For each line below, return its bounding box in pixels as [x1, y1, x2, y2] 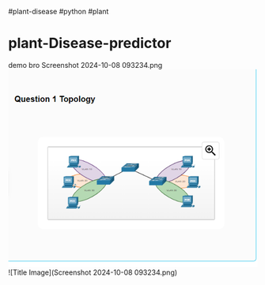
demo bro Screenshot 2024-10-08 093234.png [8, 60, 163, 69]
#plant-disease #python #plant [8, 7, 109, 16]
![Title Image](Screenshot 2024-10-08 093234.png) [8, 268, 178, 277]
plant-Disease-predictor [8, 35, 172, 52]
